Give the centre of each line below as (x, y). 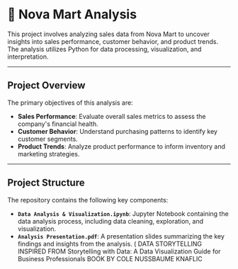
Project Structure (46, 183)
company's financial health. (58, 124)
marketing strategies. (49, 154)
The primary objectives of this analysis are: (70, 103)
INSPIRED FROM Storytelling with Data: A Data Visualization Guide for (119, 251)
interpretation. (28, 57)
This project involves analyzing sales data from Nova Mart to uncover (109, 34)
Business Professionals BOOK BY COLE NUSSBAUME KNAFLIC (110, 258)
